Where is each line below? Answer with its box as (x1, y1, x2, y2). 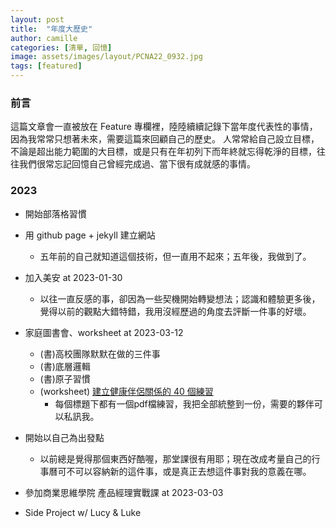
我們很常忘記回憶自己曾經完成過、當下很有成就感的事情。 (18, 158, 256, 170)
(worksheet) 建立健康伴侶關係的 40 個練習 (39, 385, 214, 397)
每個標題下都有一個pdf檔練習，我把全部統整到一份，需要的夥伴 (54, 397, 315, 410)
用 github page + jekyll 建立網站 (24, 229, 156, 241)
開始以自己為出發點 (24, 431, 105, 443)
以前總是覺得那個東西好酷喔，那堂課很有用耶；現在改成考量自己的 (39, 452, 312, 465)
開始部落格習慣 (24, 207, 87, 220)
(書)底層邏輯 (39, 360, 91, 372)
